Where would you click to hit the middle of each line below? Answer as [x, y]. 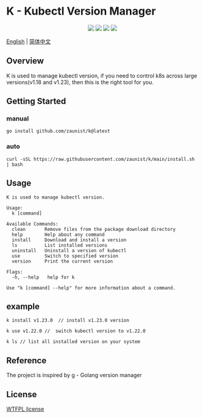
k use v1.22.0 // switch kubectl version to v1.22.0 [76, 331]
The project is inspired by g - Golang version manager [74, 375]
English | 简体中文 [29, 41]
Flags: [15, 272]
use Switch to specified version [65, 256]
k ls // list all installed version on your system [73, 342]
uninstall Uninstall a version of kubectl [69, 250]
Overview [25, 61]
